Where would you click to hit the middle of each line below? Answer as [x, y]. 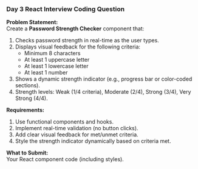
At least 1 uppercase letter [57, 60]
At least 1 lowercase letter [56, 66]
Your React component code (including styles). [65, 159]
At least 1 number [46, 73]
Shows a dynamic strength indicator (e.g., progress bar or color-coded [104, 79]
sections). [28, 85]
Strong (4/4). [31, 98]
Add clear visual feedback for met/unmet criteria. [77, 134]
